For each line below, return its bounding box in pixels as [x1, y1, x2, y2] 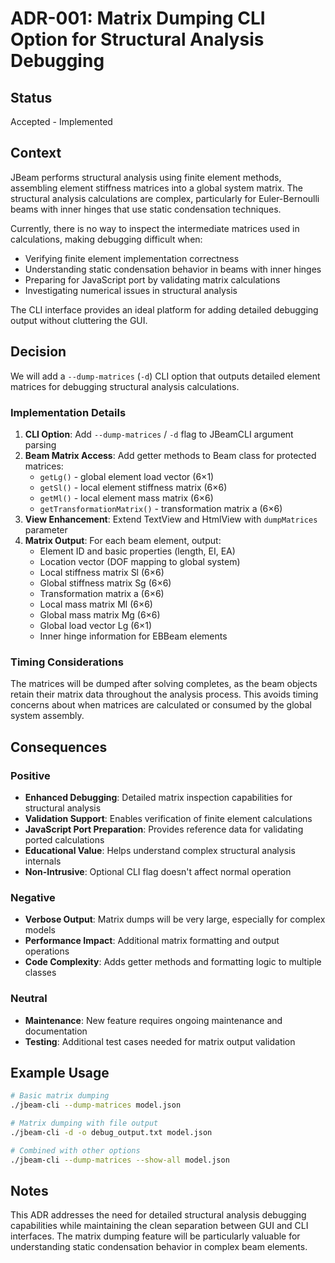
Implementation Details [10, 405, 127, 419]
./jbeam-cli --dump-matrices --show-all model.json [10, 1155, 230, 1165]
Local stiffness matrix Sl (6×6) [39, 566, 165, 578]
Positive [10, 768, 51, 782]
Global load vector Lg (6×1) [39, 619, 153, 631]
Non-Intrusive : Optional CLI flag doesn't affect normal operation [24, 865, 292, 877]
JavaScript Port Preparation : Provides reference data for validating [24, 823, 304, 835]
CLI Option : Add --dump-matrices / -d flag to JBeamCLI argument [24, 428, 294, 440]
